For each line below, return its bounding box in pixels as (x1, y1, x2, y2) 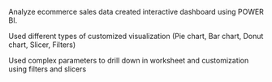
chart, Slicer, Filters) (8, 40, 76, 50)
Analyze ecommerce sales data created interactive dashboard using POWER (8, 7, 264, 16)
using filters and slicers (8, 64, 87, 74)
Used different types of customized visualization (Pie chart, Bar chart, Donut (8, 32, 264, 41)
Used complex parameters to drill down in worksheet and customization (8, 56, 249, 65)
